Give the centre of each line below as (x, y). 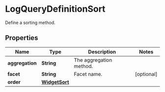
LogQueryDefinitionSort (55, 9)
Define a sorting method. (30, 23)
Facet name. (88, 74)
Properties (22, 38)
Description (102, 51)
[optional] (146, 74)
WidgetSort (55, 82)
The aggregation (93, 60)
